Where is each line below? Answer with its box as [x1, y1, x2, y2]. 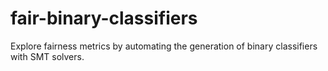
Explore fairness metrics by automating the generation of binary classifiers [10, 40, 318, 52]
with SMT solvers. [10, 50, 85, 62]
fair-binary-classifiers [10, 7, 198, 30]
